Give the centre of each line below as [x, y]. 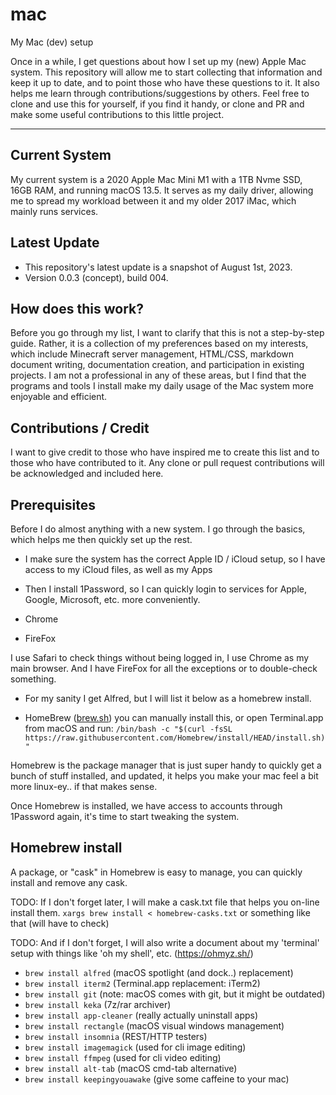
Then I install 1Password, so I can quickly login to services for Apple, [166, 589]
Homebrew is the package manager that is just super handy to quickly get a [166, 765]
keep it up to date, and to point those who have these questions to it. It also [165, 82]
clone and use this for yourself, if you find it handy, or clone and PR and [157, 104]
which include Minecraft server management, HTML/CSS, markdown [152, 354]
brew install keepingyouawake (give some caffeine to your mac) [157, 1079]
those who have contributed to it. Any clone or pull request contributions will [167, 463]
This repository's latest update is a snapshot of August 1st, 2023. [158, 267]
